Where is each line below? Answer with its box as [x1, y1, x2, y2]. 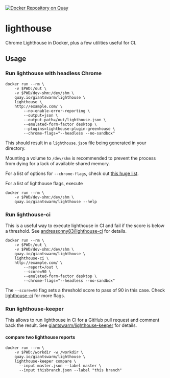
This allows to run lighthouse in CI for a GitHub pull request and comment [5, 317, 160, 323]
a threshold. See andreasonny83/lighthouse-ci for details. [5, 228, 127, 234]
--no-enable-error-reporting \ [23, 108, 90, 114]
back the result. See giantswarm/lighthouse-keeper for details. [5, 322, 137, 328]
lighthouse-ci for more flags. [5, 292, 65, 299]
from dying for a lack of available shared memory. [5, 160, 110, 166]
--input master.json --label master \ [18, 363, 102, 368]
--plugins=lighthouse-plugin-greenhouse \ [23, 126, 115, 131]
